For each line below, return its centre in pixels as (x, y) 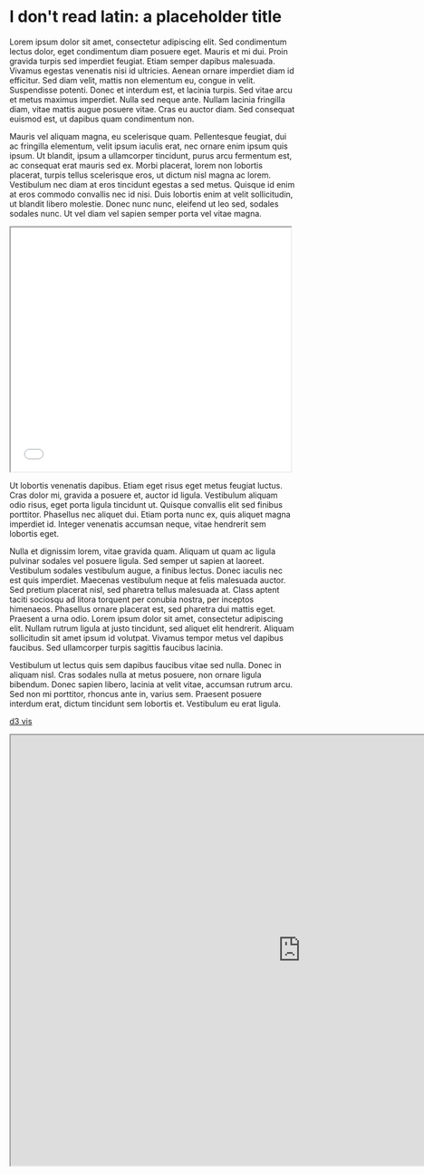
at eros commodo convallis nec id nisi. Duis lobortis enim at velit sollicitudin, (151, 194)
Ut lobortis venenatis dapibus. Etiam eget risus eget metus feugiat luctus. (146, 485)
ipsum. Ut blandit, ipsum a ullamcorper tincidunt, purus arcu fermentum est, (151, 155)
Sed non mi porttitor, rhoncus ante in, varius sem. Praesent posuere (136, 694)
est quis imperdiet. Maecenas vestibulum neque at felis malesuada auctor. (148, 580)
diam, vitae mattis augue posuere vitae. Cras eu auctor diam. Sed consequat (152, 109)
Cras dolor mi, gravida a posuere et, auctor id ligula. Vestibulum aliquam (144, 495)
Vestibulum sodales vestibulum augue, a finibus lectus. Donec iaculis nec (146, 570)
